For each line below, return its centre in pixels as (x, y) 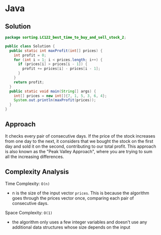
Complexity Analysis (37, 172)
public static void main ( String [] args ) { (53, 91)
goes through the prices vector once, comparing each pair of (73, 198)
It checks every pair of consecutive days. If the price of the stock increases (80, 136)
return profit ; (29, 82)
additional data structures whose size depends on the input (71, 227)
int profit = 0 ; (30, 55)
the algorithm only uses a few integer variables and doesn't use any (80, 222)
